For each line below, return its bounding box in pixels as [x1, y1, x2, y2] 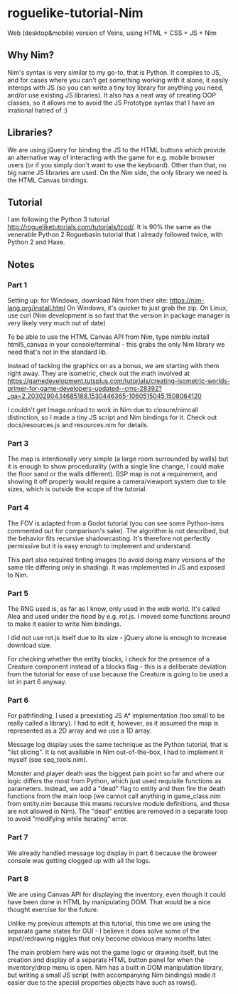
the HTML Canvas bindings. [7, 176, 89, 184]
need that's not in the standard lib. [7, 347, 108, 357]
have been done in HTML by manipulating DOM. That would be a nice [7, 897, 211, 906]
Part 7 [7, 832, 28, 842]
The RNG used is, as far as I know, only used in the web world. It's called [7, 604, 220, 613]
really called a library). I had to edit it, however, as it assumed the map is [7, 719, 219, 728]
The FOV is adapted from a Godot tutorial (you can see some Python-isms [7, 518, 225, 528]
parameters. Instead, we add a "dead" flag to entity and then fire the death [7, 785, 226, 793]
